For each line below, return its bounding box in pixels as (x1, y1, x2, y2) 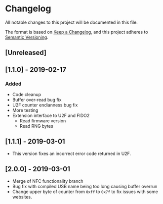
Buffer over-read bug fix (12, 97, 62, 103)
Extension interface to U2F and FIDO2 (12, 112, 90, 119)
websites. (12, 194, 32, 200)
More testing (12, 107, 39, 113)
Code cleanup (12, 92, 41, 98)
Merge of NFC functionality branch (12, 178, 83, 184)
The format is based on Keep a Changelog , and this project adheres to (5, 29, 148, 35)
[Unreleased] (5, 49, 47, 57)
